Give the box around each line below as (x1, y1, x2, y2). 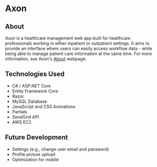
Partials (12, 109, 28, 114)
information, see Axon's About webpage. (5, 56, 87, 61)
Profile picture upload (12, 151, 56, 157)
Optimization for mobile (12, 156, 59, 162)
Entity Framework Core (12, 88, 58, 94)
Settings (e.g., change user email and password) (12, 146, 109, 152)
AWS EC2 (12, 119, 31, 125)
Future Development (5, 133, 68, 142)
